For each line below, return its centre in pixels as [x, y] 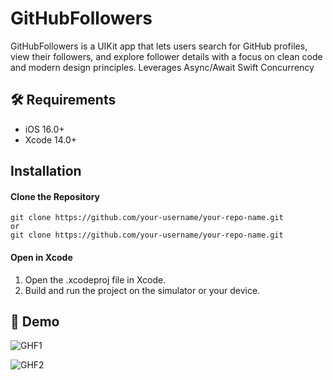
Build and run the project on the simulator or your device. [142, 290]
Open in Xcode [41, 257]
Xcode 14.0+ [51, 139]
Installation [46, 171]
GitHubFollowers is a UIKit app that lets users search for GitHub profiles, [159, 46]
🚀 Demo [35, 321]
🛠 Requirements [63, 100]
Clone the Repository [55, 196]
